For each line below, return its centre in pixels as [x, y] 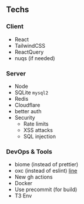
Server [16, 73]
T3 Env [23, 196]
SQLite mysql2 [31, 92]
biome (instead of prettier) [46, 164]
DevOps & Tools [29, 152]
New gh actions [33, 177]
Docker [23, 183]
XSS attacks [38, 130]
